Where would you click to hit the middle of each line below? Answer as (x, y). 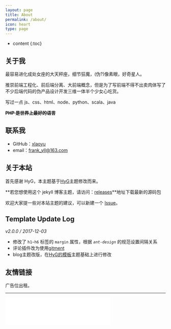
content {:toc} (27, 43)
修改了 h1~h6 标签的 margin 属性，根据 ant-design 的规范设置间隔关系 (85, 242)
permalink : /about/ (26, 19)
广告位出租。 (19, 286)
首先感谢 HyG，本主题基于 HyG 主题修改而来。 (53, 181)
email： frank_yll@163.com (40, 150)
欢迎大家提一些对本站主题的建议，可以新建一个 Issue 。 (63, 203)
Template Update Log (40, 219)
